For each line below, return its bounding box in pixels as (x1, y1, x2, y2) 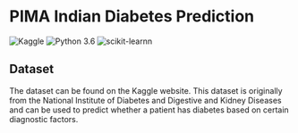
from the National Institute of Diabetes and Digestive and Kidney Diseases (9, 95, 282, 105)
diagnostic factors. (9, 113, 79, 124)
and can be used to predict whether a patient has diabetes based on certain (9, 104, 289, 115)
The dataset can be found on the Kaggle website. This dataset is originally (9, 85, 284, 96)
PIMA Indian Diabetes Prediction (9, 6, 255, 27)
